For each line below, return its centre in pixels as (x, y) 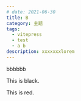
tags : (13, 29)
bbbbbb (16, 69)
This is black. (23, 80)
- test (20, 40)
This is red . (20, 92)
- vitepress (27, 35)
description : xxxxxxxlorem (40, 52)
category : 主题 (25, 23)
